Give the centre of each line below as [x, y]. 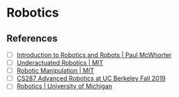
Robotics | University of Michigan [64, 86]
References [32, 38]
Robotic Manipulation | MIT [55, 71]
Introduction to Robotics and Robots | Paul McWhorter [94, 55]
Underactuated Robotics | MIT [60, 63]
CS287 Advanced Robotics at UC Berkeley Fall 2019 [91, 78]
